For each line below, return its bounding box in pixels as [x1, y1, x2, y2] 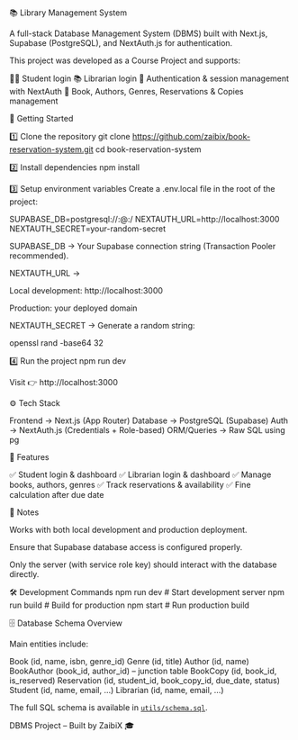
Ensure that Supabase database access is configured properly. [9, 542, 243, 552]
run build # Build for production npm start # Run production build [9, 600, 250, 610]
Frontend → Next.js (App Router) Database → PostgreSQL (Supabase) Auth [9, 415, 289, 426]
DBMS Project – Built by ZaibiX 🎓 [9, 720, 135, 731]
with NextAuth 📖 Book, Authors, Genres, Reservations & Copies [9, 86, 244, 96]
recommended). [9, 250, 69, 261]
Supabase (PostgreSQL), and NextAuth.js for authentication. [9, 38, 233, 48]
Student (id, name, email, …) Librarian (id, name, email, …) [9, 685, 224, 695]
